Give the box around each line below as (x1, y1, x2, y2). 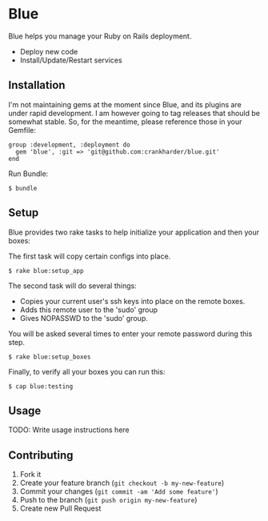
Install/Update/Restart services (19, 55, 122, 65)
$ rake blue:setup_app (8, 267, 84, 275)
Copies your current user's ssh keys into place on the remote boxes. (19, 296, 246, 306)
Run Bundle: (8, 169, 49, 178)
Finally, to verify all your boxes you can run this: (8, 367, 166, 376)
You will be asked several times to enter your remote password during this (8, 329, 253, 339)
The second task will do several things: (8, 281, 138, 291)
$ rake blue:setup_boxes (8, 353, 91, 361)
